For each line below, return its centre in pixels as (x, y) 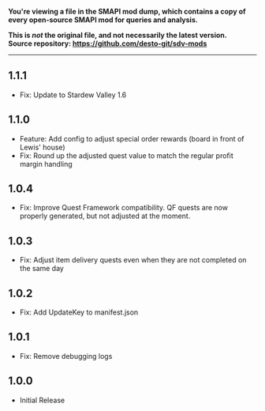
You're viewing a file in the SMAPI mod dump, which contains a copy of (127, 11)
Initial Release (42, 400)
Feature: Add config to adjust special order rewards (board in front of (132, 138)
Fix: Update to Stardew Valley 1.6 (73, 95)
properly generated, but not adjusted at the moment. (105, 216)
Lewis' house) (42, 147)
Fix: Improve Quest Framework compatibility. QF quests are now (124, 208)
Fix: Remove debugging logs (66, 356)
